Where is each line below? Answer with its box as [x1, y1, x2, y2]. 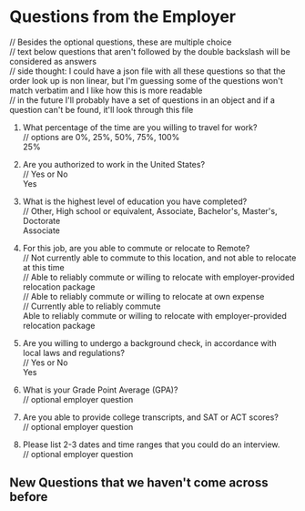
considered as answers [9, 56, 97, 66]
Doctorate [22, 215, 61, 226]
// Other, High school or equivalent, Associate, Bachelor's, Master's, [22, 205, 278, 216]
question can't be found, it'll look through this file [9, 104, 194, 115]
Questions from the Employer [9, 6, 237, 27]
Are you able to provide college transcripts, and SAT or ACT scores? [22, 412, 280, 423]
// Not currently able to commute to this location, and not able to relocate [22, 252, 297, 263]
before [9, 489, 48, 505]
